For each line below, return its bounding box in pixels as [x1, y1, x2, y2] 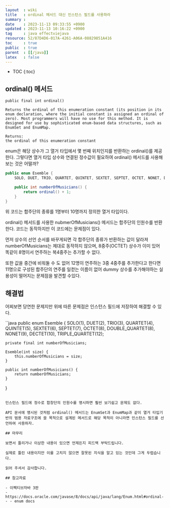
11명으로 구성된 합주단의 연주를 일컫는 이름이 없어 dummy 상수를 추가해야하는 [5, 266, 158, 272]
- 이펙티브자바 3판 [5, 486, 39, 491]
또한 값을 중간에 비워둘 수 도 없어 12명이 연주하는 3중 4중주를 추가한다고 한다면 [5, 260, 161, 266]
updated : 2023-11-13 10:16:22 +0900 [5, 26, 85, 31]
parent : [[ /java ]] [5, 50, 49, 55]
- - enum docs [5, 499, 35, 504]
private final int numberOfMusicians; [5, 341, 87, 346]
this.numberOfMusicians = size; [14, 354, 82, 359]
